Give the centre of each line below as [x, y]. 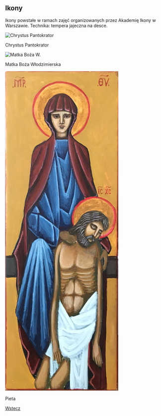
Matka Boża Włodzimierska [33, 64]
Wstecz [13, 408]
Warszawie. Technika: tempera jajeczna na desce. [56, 25]
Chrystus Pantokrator [27, 45]
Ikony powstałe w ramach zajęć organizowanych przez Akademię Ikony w [80, 20]
